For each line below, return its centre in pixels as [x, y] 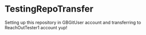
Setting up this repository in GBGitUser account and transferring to [73, 22]
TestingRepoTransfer [49, 9]
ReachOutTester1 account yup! [36, 27]
